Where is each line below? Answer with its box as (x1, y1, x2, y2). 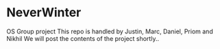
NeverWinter (6, 5, 82, 20)
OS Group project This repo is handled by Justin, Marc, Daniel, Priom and (6, 27, 213, 35)
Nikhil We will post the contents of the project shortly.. (6, 34, 159, 42)
